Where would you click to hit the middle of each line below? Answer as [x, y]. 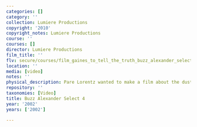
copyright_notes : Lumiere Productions [53, 33]
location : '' [22, 66]
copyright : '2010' [28, 28]
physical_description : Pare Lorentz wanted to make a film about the [93, 83]
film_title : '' [25, 55]
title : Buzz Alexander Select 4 [45, 98]
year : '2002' [22, 104]
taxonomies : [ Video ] [31, 93]
